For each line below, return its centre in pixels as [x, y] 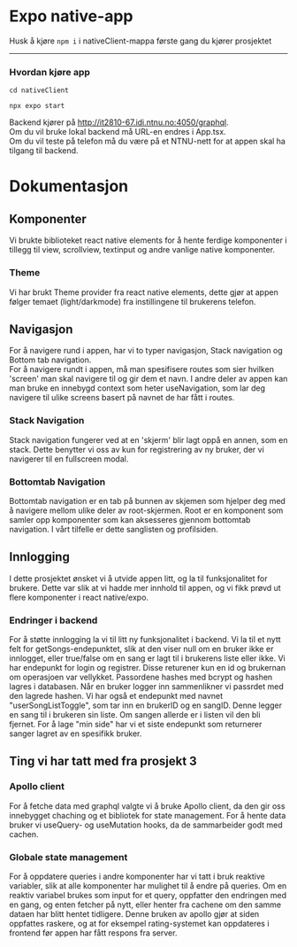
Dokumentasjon [69, 186]
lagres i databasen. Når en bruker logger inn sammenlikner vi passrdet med [147, 687]
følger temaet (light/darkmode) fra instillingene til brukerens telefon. [133, 301]
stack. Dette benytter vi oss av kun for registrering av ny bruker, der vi [137, 449]
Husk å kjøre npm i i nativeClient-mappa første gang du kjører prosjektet [141, 41]
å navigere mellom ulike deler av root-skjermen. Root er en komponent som [146, 510]
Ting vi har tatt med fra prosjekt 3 [103, 761]
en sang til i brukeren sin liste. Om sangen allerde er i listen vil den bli [135, 715]
